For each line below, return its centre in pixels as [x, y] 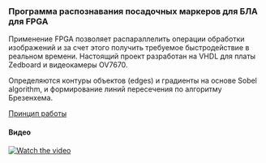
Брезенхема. [31, 98]
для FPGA [28, 21]
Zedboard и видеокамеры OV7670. [68, 65]
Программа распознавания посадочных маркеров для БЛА [133, 11]
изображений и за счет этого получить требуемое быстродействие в [129, 48]
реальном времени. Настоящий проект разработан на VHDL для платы [132, 56]
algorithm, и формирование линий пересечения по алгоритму [115, 89]
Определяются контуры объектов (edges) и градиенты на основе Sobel [133, 81]
